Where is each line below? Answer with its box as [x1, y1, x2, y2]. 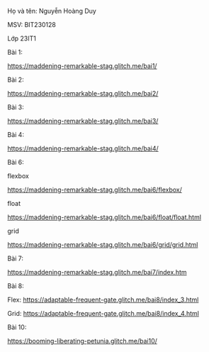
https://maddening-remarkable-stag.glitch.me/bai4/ [7, 144, 159, 153]
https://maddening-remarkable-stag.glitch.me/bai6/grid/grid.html [7, 241, 198, 248]
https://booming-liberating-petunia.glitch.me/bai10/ [7, 337, 158, 345]
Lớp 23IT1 [7, 34, 37, 43]
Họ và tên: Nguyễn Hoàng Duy [7, 7, 97, 15]
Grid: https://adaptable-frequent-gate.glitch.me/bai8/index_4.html [7, 309, 200, 317]
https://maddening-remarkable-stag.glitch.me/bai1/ [7, 62, 157, 70]
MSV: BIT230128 [7, 21, 57, 28]
